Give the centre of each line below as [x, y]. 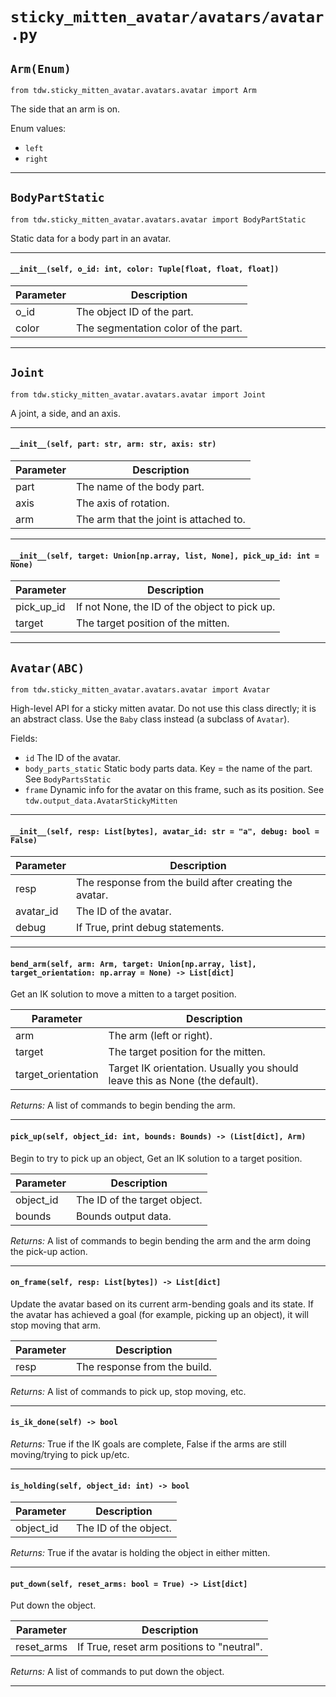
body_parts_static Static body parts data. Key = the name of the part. [168, 769]
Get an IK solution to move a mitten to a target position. [123, 994]
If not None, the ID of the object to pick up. [175, 607]
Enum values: [38, 128]
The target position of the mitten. [152, 623]
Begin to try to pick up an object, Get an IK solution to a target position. [156, 1158]
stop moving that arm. [56, 1325]
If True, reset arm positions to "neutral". [170, 1647]
